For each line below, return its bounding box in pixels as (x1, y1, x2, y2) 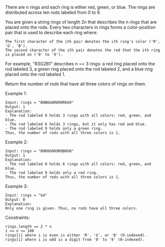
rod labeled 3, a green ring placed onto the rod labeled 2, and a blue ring (5, 66, 153, 72)
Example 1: (5, 91, 27, 96)
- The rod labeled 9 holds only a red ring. (5, 170, 98, 175)
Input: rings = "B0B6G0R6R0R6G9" (5, 100, 74, 105)
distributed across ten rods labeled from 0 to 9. (5, 9, 101, 15)
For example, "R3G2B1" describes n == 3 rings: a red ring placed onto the (5, 61, 155, 66)
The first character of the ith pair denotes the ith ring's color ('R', (5, 39, 161, 44)
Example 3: (5, 183, 28, 189)
